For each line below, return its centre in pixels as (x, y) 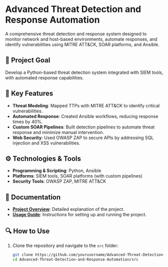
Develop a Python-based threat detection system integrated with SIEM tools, (84, 72)
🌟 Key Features (29, 94)
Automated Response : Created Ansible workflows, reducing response (85, 116)
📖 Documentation (33, 197)
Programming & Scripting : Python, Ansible (57, 171)
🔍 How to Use (28, 231)
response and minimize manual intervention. (58, 132)
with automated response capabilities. (45, 78)
